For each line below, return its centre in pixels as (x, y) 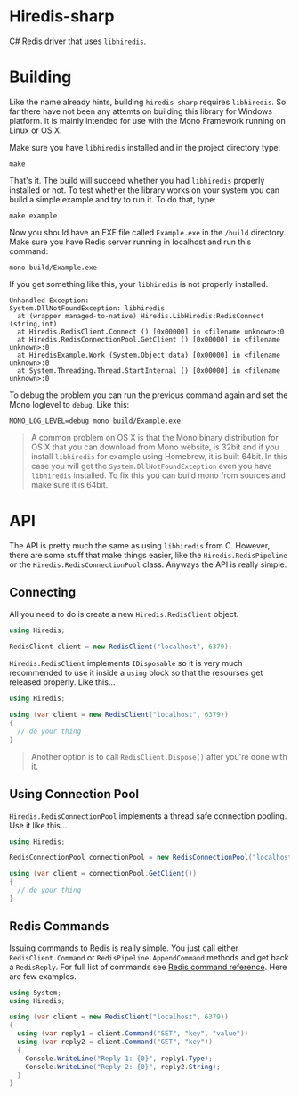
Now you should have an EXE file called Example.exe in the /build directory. (148, 232)
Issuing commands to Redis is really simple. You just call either (124, 948)
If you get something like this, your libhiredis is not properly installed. (139, 284)
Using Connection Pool (74, 794)
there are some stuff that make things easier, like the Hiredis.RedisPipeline (148, 555)
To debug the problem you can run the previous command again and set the (149, 395)
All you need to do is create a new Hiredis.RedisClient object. (124, 614)
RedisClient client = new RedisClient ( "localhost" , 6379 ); (121, 647)
